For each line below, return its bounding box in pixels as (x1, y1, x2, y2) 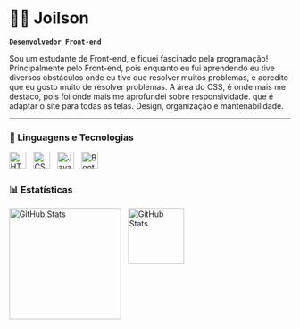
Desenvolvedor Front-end (9, 37, 102, 46)
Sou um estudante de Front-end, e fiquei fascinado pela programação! (9, 53, 269, 63)
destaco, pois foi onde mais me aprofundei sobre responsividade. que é (9, 91, 274, 102)
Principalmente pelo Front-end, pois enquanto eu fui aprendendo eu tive (9, 62, 275, 73)
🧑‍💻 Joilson (9, 8, 89, 29)
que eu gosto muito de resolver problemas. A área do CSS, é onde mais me (9, 81, 287, 92)
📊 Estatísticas (9, 184, 73, 196)
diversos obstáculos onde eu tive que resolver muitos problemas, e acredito (9, 71, 288, 83)
